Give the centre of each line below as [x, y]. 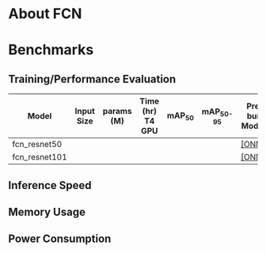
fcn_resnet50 [37, 145]
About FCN [45, 14]
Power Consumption [60, 239]
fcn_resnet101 [40, 157]
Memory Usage [47, 211]
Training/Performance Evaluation [92, 79]
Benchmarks [51, 50]
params [117, 111]
